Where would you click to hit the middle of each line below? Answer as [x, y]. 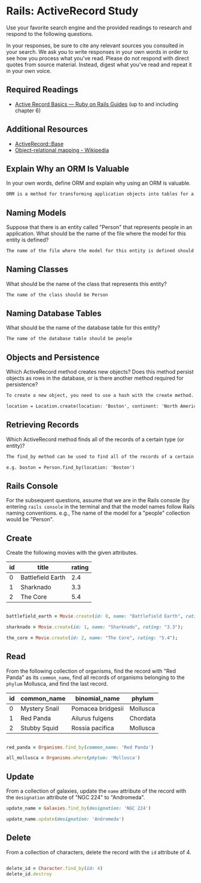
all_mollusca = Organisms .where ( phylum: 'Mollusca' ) [73, 758]
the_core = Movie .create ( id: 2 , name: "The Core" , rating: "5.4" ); [92, 638]
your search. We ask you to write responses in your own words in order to [97, 51]
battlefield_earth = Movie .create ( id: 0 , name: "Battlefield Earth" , [95, 616]
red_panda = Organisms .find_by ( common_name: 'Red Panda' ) [80, 747]
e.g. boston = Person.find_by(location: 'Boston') [71, 468]
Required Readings [42, 90]
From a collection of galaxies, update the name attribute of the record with [96, 791]
